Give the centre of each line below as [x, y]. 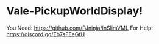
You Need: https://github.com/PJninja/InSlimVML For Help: [80, 28]
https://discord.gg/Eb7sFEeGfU [46, 34]
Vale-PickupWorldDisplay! [75, 11]
